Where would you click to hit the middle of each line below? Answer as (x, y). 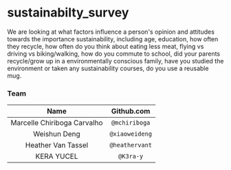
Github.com (131, 111)
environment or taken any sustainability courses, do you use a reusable (108, 68)
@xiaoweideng (131, 134)
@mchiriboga (131, 123)
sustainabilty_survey (68, 13)
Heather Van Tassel (57, 145)
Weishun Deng (57, 134)
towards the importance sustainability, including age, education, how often (113, 39)
